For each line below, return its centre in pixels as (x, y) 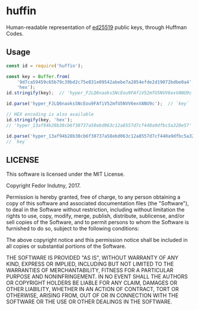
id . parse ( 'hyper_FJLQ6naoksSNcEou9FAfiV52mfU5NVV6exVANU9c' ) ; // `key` (98, 104)
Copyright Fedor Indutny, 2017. (44, 186)
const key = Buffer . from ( (38, 76)
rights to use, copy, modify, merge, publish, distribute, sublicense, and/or (95, 216)
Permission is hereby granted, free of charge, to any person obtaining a (93, 197)
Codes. (15, 33)
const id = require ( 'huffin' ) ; (45, 66)
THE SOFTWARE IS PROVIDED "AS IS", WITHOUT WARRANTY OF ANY (92, 258)
